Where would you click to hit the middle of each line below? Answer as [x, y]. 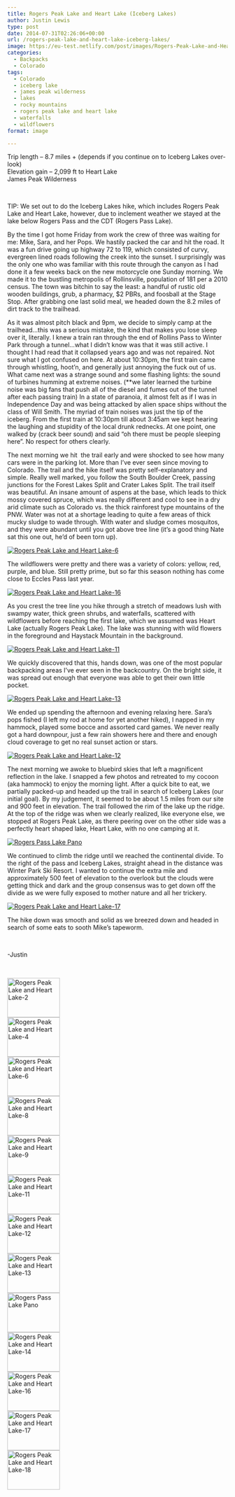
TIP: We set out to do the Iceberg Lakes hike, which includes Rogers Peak [113, 206]
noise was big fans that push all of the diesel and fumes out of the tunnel [112, 390]
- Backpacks [31, 59]
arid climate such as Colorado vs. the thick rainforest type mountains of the [116, 507]
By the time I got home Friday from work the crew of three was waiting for [114, 234]
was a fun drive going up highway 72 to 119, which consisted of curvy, [108, 250]
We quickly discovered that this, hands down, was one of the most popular [115, 663]
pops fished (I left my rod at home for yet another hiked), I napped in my [111, 720]
